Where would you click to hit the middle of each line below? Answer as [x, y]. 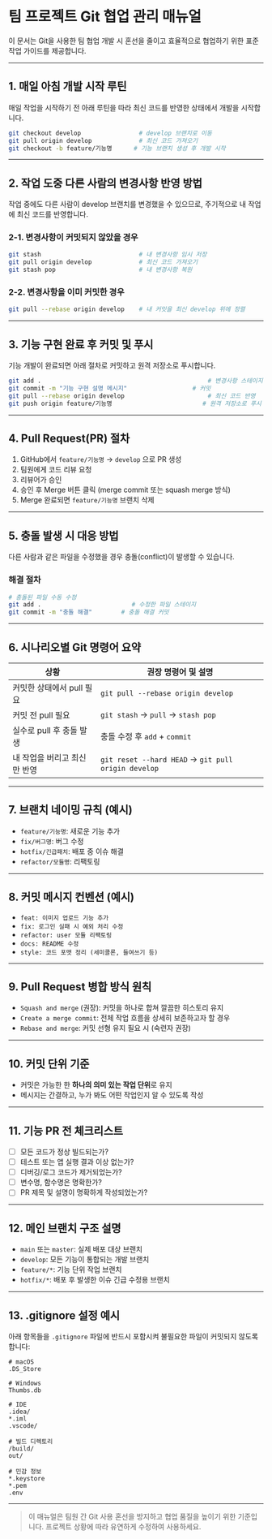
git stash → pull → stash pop [158, 714]
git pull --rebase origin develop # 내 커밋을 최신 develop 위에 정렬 [127, 309]
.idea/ [19, 1412]
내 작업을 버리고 [41, 757]
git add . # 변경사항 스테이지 [136, 381]
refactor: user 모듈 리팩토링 [66, 935]
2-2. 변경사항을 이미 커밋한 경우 [66, 292]
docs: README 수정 [49, 944]
